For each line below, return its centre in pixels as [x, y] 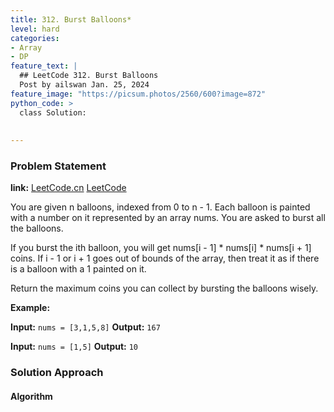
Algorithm [31, 396]
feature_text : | [44, 66]
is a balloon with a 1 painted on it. [78, 269]
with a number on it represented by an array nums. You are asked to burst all [168, 218]
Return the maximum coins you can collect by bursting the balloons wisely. [164, 288]
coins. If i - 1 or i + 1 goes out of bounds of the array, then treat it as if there [165, 258]
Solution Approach [57, 373]
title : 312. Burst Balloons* [71, 19]
